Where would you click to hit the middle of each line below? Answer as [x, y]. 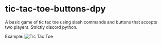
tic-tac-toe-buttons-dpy [55, 9]
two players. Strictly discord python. [41, 27]
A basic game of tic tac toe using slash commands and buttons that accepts [81, 22]
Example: [14, 36]
